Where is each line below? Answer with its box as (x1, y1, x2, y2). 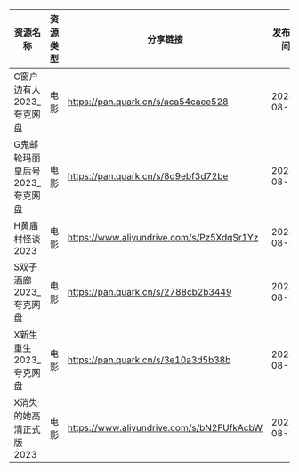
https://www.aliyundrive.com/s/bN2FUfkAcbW (67, 422, 263, 434)
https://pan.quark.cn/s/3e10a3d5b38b (67, 354, 231, 366)
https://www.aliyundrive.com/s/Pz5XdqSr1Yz (67, 232, 259, 243)
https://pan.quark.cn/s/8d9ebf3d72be (67, 170, 229, 182)
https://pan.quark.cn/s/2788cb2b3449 (67, 286, 232, 297)
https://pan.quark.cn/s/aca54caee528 (67, 95, 229, 108)
